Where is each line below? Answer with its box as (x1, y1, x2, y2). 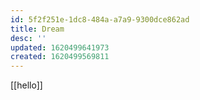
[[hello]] (10, 79, 43, 91)
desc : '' (10, 33, 47, 43)
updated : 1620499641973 (10, 42, 110, 53)
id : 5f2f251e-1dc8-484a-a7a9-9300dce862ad (10, 14, 190, 25)
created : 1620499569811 (10, 52, 110, 62)
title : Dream (10, 24, 65, 34)
